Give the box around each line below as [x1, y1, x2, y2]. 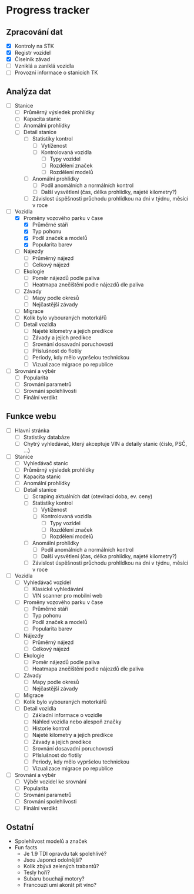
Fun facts [14, 844, 38, 850]
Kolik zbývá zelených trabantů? [23, 863, 99, 869]
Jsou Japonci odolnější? [23, 856, 82, 863]
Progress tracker [6, 4, 90, 17]
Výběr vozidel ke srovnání [23, 778, 86, 785]
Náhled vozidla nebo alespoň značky [32, 718, 122, 725]
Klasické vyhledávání [32, 586, 83, 593]
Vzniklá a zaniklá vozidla [14, 62, 75, 69]
